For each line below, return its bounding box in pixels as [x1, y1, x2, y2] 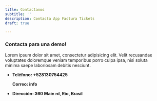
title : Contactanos [5, 7, 45, 12]
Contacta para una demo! [5, 41, 67, 48]
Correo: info [12, 81, 38, 87]
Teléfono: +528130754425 [12, 71, 68, 78]
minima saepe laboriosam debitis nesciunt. [5, 62, 91, 68]
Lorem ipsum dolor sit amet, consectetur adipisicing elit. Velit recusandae [5, 52, 153, 58]
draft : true [5, 20, 29, 26]
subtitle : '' [5, 12, 32, 17]
